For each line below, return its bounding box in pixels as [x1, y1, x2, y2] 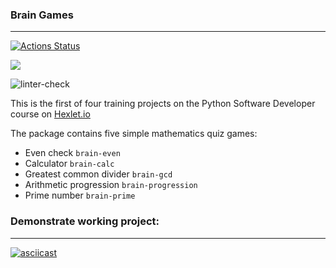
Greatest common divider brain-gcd [24, 168, 173, 180]
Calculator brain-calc [24, 158, 115, 170]
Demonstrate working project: [10, 214, 160, 228]
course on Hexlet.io [10, 108, 91, 120]
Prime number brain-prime [24, 189, 136, 202]
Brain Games [10, 8, 74, 22]
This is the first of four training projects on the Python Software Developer [10, 98, 316, 110]
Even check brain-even [24, 147, 121, 159]
